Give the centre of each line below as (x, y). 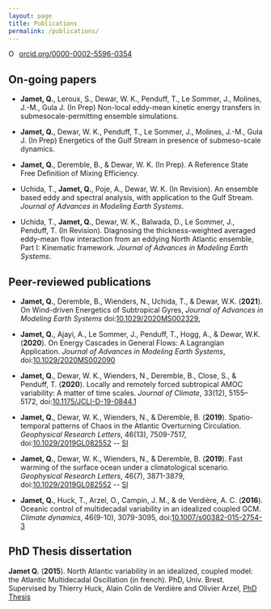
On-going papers (53, 79)
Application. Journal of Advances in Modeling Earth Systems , (123, 351)
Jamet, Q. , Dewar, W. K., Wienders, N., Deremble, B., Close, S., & (128, 376)
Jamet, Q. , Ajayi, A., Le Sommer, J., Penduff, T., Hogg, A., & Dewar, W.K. (140, 334)
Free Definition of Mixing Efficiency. (79, 173)
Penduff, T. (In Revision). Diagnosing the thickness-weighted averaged (138, 231)
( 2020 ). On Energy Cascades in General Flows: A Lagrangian (122, 343)
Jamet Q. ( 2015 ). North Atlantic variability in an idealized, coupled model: (131, 571)
